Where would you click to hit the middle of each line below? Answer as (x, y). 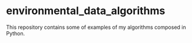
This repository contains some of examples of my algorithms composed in (96, 27)
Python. (16, 33)
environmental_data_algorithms (86, 11)
